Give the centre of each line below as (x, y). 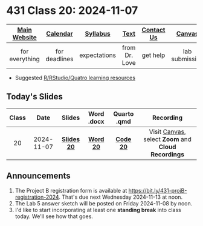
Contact (153, 30)
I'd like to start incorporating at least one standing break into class (98, 210)
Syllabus (98, 33)
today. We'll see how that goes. (54, 216)
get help (153, 55)
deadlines (60, 59)
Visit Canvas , (167, 131)
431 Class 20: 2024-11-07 (72, 11)
